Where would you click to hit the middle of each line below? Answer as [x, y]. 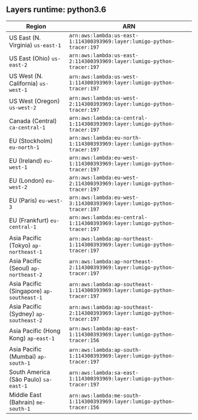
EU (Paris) [23, 200]
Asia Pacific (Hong [35, 330]
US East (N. [25, 38]
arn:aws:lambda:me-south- [105, 395]
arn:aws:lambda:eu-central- [108, 217]
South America [30, 372]
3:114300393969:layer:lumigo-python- [122, 203]
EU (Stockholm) [31, 141]
